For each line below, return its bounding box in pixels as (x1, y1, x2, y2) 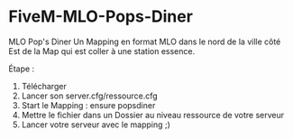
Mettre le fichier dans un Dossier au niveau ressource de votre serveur (21, 109, 285, 120)
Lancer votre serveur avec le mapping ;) (21, 119, 170, 130)
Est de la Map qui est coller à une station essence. (8, 45, 196, 56)
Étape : (8, 63, 35, 74)
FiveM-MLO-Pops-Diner (8, 6, 193, 27)
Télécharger (21, 80, 67, 91)
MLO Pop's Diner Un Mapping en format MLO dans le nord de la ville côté (8, 36, 281, 47)
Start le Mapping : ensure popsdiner (21, 99, 156, 110)
